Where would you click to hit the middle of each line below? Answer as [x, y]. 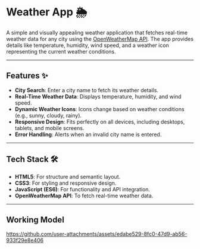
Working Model [35, 220]
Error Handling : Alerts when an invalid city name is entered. [88, 134]
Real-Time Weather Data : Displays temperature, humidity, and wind [98, 96]
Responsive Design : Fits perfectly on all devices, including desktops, [100, 122]
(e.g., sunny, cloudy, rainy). [48, 115]
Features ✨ [27, 76]
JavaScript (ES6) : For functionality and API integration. [82, 189]
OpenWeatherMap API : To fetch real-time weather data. [84, 196]
